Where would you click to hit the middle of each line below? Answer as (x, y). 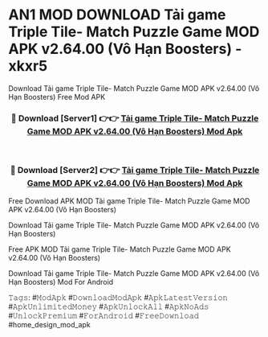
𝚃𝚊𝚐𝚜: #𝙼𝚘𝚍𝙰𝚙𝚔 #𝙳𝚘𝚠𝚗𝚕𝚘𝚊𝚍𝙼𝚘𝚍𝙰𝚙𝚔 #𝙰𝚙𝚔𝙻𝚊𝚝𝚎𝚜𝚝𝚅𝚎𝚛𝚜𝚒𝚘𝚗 (118, 297)
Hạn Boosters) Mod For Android (61, 282)
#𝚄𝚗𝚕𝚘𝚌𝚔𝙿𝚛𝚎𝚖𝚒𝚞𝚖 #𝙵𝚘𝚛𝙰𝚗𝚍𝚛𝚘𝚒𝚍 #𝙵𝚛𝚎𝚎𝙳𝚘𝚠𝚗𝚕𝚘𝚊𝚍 (104, 315)
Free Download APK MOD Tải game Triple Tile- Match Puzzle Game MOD (129, 201)
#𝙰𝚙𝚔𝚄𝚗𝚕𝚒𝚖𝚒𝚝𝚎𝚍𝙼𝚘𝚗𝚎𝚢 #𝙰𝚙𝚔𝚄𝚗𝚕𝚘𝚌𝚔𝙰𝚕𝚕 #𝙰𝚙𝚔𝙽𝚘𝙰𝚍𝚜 (109, 306)
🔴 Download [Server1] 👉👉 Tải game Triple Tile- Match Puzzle (135, 118)
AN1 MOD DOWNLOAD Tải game (117, 15)
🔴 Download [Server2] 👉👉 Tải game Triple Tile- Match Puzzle (135, 171)
